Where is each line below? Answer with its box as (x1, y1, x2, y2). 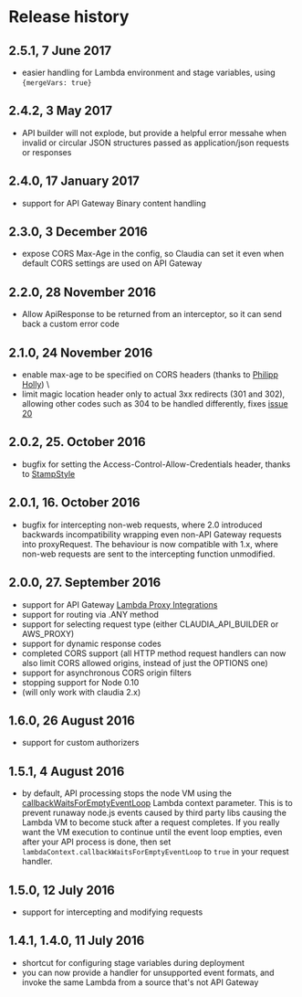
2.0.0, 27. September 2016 (8, 575, 161, 590)
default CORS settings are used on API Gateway (21, 258, 203, 269)
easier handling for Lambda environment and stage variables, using (21, 67, 276, 78)
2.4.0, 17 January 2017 (8, 174, 141, 189)
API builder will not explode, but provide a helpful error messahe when (21, 127, 286, 138)
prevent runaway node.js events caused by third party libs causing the (21, 807, 286, 819)
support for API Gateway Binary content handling (21, 197, 206, 208)
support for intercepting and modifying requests (21, 907, 203, 917)
